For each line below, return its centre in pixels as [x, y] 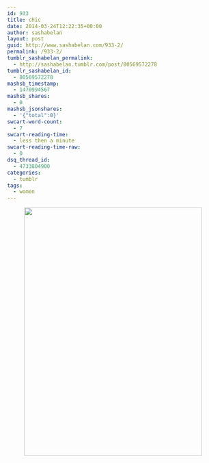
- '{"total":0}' [36, 115]
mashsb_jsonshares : [35, 109]
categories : [24, 173]
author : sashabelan [35, 33]
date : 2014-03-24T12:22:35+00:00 [55, 26]
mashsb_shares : [29, 97]
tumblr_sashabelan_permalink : [50, 58]
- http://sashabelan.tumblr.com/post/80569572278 [85, 64]
